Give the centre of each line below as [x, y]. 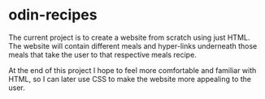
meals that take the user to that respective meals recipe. [102, 54]
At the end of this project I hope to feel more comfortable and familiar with [132, 70]
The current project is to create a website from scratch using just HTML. [129, 37]
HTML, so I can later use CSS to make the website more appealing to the [130, 79]
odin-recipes [53, 15]
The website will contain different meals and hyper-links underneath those [133, 45]
